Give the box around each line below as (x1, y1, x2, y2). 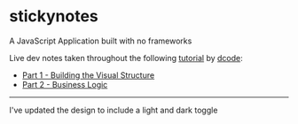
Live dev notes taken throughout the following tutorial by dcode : (9, 52, 243, 63)
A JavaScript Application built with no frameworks (9, 35, 192, 46)
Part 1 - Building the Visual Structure (21, 69, 155, 81)
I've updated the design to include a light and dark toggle (9, 105, 218, 115)
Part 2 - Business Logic (21, 79, 108, 89)
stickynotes (9, 6, 99, 27)
